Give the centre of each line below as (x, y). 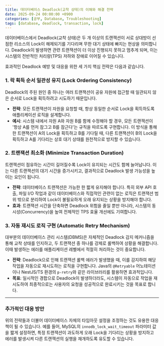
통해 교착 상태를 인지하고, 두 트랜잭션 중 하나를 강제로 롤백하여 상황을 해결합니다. (82, 243)
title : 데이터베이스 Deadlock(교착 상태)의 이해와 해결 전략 (59, 10)
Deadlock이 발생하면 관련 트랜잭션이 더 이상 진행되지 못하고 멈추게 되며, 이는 (85, 50)
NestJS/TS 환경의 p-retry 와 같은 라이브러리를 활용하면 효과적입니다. (87, 272)
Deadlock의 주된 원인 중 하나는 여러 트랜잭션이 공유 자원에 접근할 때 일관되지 (78, 92)
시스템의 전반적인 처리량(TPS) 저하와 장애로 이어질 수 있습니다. (65, 56)
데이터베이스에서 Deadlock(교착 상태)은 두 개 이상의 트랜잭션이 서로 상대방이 (78, 38)
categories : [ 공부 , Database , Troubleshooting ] (53, 19)
